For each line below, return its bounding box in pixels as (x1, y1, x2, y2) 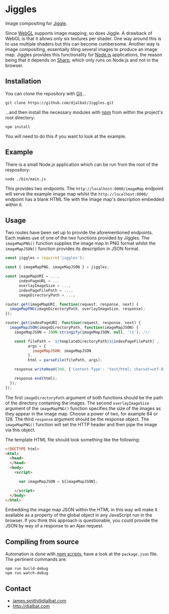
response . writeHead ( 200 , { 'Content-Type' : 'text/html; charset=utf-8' (14, 367, 166, 372)
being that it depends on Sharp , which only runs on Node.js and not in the (5, 57, 159, 63)
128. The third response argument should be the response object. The (5, 416, 149, 422)
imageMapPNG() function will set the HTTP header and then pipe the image (5, 421, 157, 427)
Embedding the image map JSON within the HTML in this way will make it (5, 507, 158, 513)
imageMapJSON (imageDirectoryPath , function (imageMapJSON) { (10, 325, 139, 330)
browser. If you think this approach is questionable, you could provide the (5, 517, 158, 523)
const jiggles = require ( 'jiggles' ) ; (5, 256, 85, 261)
